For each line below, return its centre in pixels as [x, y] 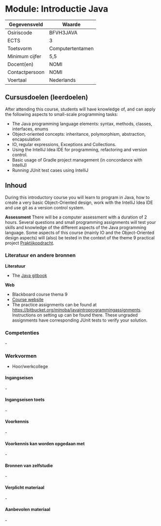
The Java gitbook [30, 275]
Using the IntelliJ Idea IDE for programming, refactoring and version [80, 149]
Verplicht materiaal [25, 488]
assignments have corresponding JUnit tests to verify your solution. [80, 320]
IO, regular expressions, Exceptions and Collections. [64, 144]
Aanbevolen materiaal [28, 509]
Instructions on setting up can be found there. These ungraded [75, 315]
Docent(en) [21, 64]
